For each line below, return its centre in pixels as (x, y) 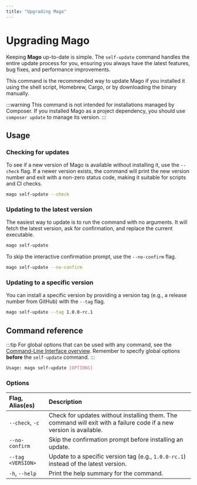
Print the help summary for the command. (106, 473)
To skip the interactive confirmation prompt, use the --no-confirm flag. (91, 257)
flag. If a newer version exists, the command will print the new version (105, 171)
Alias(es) (22, 406)
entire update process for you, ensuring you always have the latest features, (98, 63)
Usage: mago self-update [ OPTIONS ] (50, 368)
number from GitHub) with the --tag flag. (56, 302)
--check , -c (24, 423)
